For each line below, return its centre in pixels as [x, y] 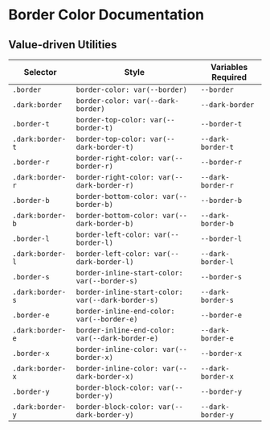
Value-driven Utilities [63, 45]
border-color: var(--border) [131, 90]
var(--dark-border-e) [117, 339]
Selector [41, 72]
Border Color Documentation [106, 15]
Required [229, 77]
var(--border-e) [107, 319]
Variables [229, 67]
